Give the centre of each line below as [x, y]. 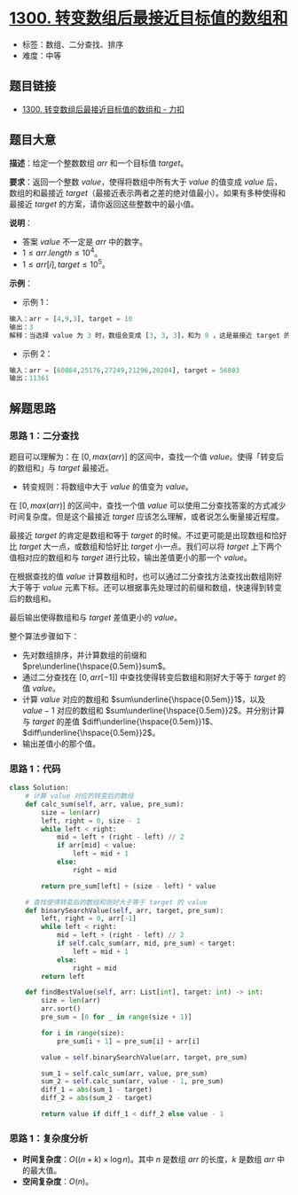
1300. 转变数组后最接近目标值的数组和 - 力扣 [103, 109]
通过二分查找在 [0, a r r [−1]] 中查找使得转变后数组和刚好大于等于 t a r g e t [149, 677]
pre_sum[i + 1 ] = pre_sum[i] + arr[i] [128, 1041]
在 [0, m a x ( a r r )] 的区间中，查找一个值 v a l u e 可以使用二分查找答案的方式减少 [148, 505]
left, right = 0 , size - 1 [91, 821]
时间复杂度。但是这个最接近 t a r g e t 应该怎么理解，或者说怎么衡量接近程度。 [147, 516]
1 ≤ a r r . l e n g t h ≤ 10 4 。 [62, 252]
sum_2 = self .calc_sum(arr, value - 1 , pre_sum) [133, 1082]
